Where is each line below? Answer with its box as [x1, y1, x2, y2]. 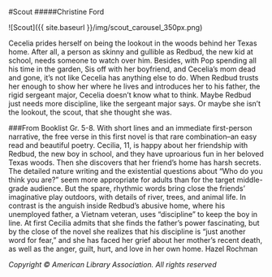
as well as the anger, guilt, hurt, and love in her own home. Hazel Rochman [8, 244, 258, 253]
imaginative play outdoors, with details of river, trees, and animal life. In [8, 193, 246, 201]
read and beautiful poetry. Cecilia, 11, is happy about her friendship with [8, 141, 248, 149]
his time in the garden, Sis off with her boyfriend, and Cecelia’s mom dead [8, 64, 256, 74]
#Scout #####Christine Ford [8, 7, 105, 16]
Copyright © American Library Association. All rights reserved [8, 260, 217, 269]
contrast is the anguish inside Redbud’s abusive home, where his [8, 201, 226, 210]
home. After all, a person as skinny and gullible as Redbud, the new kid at [8, 47, 253, 56]
